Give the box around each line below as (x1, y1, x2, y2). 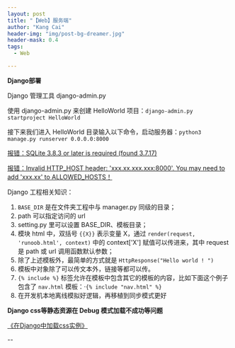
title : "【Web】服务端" (7, 17, 72, 24)
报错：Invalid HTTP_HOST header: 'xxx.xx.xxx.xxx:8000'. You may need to (7, 163, 225, 172)
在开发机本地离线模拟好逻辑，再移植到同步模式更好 (17, 291, 167, 299)
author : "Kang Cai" (7, 23, 65, 30)
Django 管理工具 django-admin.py (7, 91, 106, 100)
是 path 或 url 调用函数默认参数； (17, 247, 115, 255)
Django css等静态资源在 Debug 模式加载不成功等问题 (7, 306, 163, 315)
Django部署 (7, 76, 42, 85)
